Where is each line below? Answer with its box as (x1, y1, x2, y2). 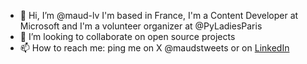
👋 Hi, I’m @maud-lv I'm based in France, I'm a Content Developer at (19, 10, 299, 21)
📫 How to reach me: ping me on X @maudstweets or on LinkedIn (19, 42, 290, 54)
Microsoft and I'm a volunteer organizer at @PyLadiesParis (19, 20, 263, 32)
